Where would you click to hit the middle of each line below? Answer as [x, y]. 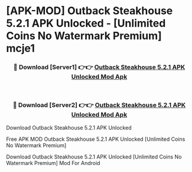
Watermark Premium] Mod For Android [53, 163]
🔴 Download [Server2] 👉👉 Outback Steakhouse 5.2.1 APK [99, 105]
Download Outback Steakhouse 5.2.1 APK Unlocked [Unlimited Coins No [94, 157]
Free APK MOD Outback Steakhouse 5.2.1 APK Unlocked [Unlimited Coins [96, 139]
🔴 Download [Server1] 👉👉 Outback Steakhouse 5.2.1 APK [99, 67]
